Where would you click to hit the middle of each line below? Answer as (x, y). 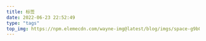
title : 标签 (21, 12)
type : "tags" (23, 23)
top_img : (17, 29)
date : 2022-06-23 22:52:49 (41, 17)
